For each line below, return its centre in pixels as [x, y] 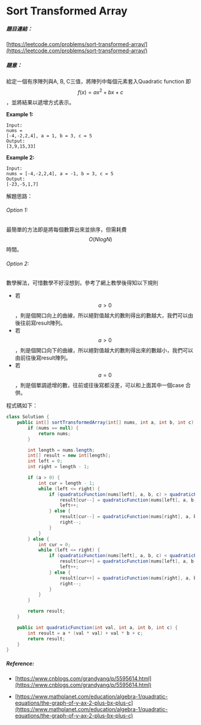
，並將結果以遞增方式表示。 [40, 102]
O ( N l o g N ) [100, 239]
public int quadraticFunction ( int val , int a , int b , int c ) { [98, 627]
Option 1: [17, 210]
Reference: [20, 663]
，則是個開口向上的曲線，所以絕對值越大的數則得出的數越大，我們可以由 [104, 316]
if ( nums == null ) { [53, 428]
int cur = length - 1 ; [66, 483]
